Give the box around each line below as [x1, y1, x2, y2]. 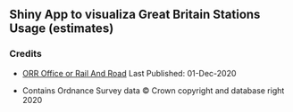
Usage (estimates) [9, 21, 114, 36]
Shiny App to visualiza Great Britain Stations [9, 7, 261, 22]
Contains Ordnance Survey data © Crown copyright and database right [21, 84, 285, 96]
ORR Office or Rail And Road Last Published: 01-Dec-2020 [21, 68, 237, 78]
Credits [9, 48, 42, 60]
